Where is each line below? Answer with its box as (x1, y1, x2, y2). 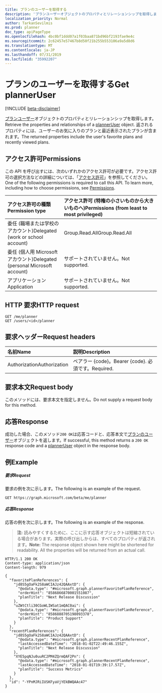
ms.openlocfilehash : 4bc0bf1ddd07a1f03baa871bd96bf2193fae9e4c (5, 34, 135, 39)
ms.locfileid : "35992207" (5, 57, 57, 62)
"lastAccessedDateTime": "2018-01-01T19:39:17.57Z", (17, 662, 126, 667)
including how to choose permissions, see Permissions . (5, 185, 116, 190)
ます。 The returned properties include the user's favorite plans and (9, 134, 143, 140)
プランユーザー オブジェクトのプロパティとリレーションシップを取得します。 (5, 116, 157, 122)
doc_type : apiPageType (5, 30, 51, 34)
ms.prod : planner (5, 25, 40, 30)
